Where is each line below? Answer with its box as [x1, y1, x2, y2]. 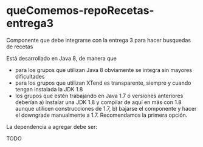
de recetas [6, 43, 33, 50]
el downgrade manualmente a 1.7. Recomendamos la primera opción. [15, 111, 188, 119]
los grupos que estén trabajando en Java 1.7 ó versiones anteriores [15, 92, 184, 99]
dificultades [15, 73, 45, 80]
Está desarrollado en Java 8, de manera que [6, 54, 117, 62]
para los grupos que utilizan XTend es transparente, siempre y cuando [15, 79, 191, 87]
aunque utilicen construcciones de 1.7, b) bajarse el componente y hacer [15, 105, 197, 112]
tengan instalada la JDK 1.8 [15, 85, 83, 93]
